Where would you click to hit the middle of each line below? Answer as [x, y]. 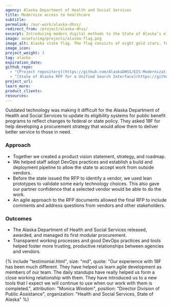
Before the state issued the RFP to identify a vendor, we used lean [82, 178]
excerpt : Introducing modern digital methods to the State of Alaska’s [83, 34]
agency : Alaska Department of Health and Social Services [68, 10]
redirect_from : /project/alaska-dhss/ [47, 29]
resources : [17, 96]
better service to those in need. [38, 132]
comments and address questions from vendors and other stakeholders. [89, 205]
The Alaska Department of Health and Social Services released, [80, 229]
